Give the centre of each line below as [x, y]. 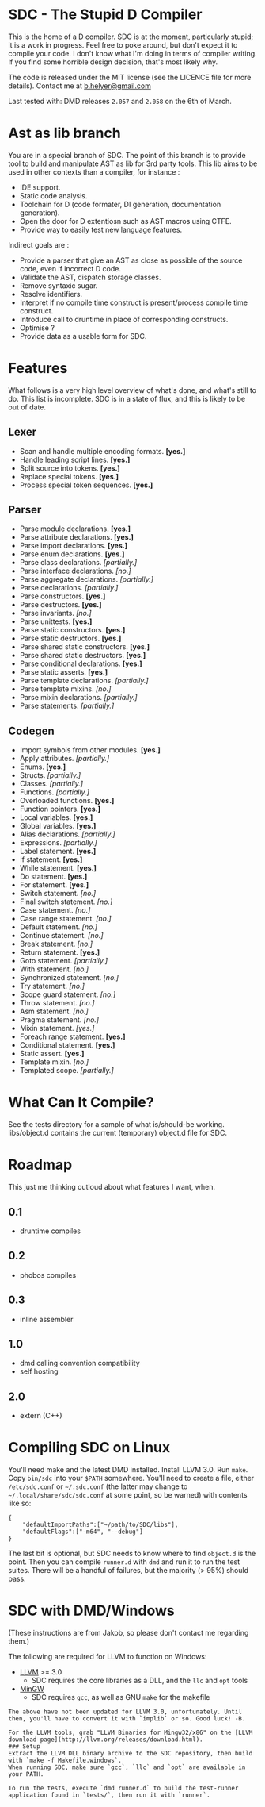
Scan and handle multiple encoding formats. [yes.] [102, 451]
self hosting [39, 1371]
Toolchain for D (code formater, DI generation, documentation [120, 204]
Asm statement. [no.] [54, 1011]
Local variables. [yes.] [56, 817]
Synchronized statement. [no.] [69, 978]
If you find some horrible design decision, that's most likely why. [113, 62]
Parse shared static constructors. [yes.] [85, 647]
